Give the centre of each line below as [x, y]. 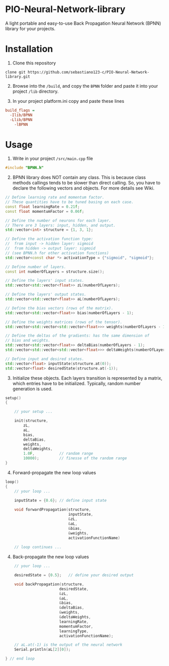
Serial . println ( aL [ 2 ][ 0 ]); [43, 650]
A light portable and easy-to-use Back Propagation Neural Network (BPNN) [83, 23]
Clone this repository [34, 63]
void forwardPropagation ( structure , [53, 510]
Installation [29, 49]
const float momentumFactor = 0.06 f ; [45, 211]
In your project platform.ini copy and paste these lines [68, 101]
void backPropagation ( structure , [49, 584]
